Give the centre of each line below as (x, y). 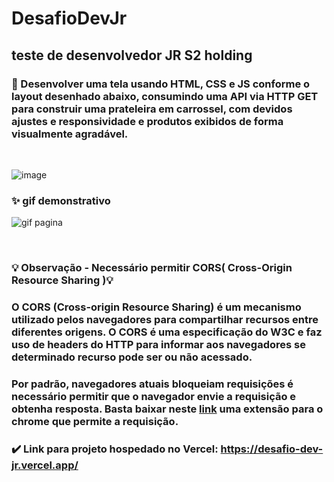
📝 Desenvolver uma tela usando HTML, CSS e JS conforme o (161, 84)
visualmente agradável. (70, 134)
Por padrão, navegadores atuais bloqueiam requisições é (152, 384)
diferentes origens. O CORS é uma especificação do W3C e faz (167, 332)
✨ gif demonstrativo (61, 200)
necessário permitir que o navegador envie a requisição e (154, 396)
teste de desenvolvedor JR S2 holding (132, 55)
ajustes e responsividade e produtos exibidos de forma (147, 121)
